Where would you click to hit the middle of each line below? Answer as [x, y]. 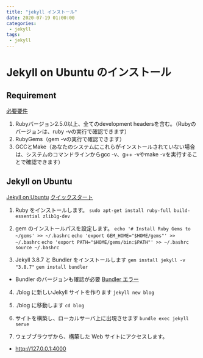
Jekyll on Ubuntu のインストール [89, 72]
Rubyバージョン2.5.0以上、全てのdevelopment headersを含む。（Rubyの [105, 124]
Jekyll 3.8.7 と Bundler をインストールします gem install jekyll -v [100, 260]
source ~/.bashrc [37, 247]
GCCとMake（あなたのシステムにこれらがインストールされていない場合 [105, 147]
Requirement [31, 95]
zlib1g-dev [56, 216]
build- [182, 210]
